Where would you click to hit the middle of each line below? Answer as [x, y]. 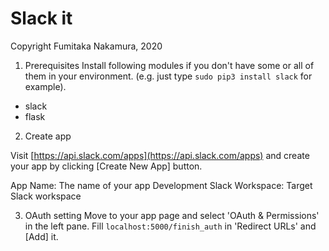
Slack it [41, 18]
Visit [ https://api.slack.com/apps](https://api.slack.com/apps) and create [160, 155]
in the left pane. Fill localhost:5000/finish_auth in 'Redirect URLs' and [170, 226]
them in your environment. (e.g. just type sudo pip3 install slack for [168, 76]
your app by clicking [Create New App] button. [106, 166]
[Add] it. [41, 236]
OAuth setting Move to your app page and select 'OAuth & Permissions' [172, 215]
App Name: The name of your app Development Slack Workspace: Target [161, 185]
